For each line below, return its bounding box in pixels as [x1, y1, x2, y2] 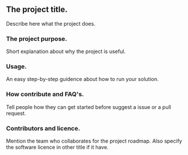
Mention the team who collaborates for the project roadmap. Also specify [6, 138, 182, 145]
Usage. [6, 62, 27, 71]
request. [6, 110, 26, 117]
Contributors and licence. [6, 124, 81, 132]
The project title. [6, 5, 68, 15]
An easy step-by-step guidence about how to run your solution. [6, 76, 159, 83]
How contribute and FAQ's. [6, 90, 85, 98]
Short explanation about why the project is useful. [6, 48, 126, 55]
